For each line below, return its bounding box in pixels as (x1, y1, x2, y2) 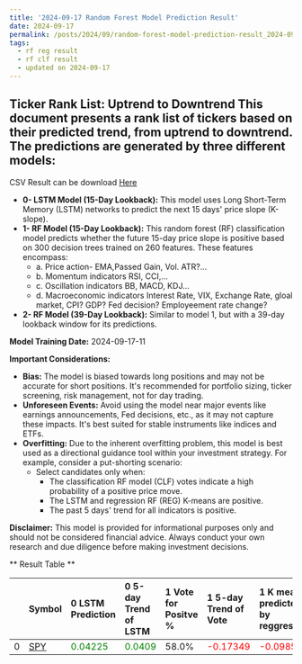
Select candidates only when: (35, 466, 146, 477)
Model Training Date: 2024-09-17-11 (9, 336, 147, 346)
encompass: (22, 251, 69, 262)
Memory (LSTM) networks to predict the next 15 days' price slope (22, 203, 267, 214)
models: (9, 153, 57, 168)
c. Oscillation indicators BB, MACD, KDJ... (35, 280, 191, 291)
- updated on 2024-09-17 (17, 64, 111, 73)
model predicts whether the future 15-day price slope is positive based (22, 232, 285, 243)
